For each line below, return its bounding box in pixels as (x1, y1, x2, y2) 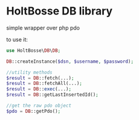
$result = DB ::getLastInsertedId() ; (6, 92, 99, 98)
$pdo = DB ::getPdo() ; (6, 108, 61, 114)
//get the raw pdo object (6, 103, 71, 109)
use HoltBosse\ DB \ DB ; (6, 47, 61, 54)
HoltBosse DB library (6, 4, 113, 18)
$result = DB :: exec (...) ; (6, 86, 71, 92)
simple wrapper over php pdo (6, 24, 80, 31)
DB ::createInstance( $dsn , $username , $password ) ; (6, 58, 134, 65)
